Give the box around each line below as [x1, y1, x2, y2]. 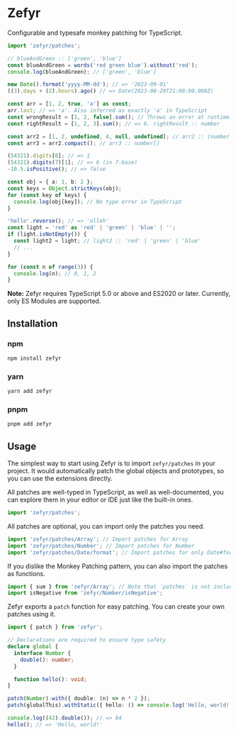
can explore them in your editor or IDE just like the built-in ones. [7, 495, 193, 504]
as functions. [7, 569, 45, 577]
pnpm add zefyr [7, 421, 52, 428]
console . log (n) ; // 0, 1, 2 [13, 270, 97, 277]
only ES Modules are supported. [7, 297, 101, 306]
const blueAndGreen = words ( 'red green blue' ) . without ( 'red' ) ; [7, 62, 198, 69]
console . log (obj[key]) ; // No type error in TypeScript [13, 198, 182, 205]
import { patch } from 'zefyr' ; [7, 624, 103, 631]
